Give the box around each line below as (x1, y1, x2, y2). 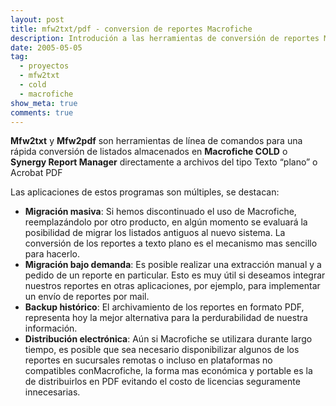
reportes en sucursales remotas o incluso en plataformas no (24, 354, 273, 366)
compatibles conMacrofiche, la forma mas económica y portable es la (24, 365, 313, 377)
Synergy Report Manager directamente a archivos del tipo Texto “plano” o (10, 156, 318, 168)
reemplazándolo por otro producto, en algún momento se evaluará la (24, 216, 308, 228)
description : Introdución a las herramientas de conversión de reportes (10, 33, 320, 43)
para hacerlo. (24, 248, 81, 260)
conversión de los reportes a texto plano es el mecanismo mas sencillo (24, 237, 318, 250)
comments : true (10, 107, 74, 118)
